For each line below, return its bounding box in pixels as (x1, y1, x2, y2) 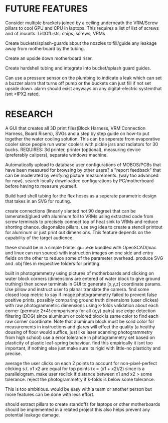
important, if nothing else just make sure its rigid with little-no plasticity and (5, 345, 161, 351)
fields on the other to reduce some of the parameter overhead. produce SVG (5, 255, 163, 261)
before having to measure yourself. (5, 183, 78, 189)
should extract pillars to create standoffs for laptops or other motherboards (5, 401, 160, 407)
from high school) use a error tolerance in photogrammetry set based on (5, 334, 155, 340)
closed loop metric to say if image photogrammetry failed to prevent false (5, 292, 157, 298)
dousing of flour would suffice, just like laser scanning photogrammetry (5, 329, 153, 335)
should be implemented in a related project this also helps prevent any (5, 406, 150, 412)
